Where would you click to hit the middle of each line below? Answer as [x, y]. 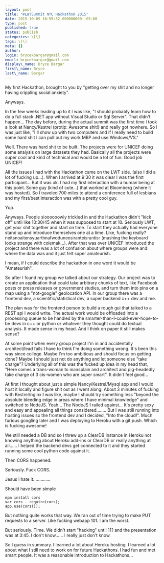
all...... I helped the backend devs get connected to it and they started [75, 446]
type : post [16, 23]
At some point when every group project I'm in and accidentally [69, 343]
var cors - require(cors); [33, 502]
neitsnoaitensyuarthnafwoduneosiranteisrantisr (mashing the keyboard [77, 237]
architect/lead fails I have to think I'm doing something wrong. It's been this [81, 349]
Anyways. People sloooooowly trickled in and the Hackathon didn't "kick [78, 217]
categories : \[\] [23, 37]
